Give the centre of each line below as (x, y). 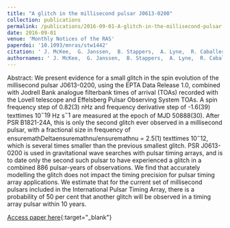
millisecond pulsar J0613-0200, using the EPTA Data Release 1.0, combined (114, 85)
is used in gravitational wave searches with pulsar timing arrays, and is (123, 153)
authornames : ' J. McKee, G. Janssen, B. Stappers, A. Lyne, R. (107, 58)
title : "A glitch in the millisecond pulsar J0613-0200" (90, 13)
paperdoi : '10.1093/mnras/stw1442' (58, 45)
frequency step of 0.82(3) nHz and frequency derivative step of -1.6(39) (109, 106)
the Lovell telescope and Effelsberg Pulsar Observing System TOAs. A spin (112, 100)
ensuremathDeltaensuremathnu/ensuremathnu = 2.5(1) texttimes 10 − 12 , (108, 138)
